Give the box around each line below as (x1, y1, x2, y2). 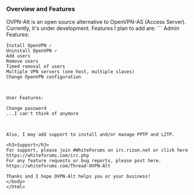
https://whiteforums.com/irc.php (6, 153, 90, 159)
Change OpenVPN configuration (6, 74, 82, 80)
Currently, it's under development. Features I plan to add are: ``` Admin (6, 25, 180, 32)
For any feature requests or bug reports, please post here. (6, 158, 162, 164)
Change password (6, 105, 47, 112)
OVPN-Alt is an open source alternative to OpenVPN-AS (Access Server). (6, 19, 186, 26)
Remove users (6, 59, 39, 65)
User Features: (6, 95, 44, 101)
